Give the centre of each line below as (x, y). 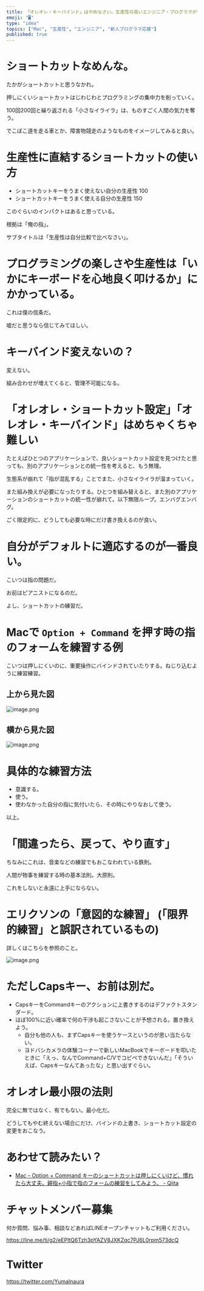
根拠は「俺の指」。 (29, 224)
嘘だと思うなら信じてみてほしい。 (49, 325)
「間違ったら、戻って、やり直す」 (91, 844)
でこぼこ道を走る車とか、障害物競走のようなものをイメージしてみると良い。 (102, 131)
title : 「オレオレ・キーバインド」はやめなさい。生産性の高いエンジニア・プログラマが (102, 12)
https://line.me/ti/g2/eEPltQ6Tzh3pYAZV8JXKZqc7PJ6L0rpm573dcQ (93, 1240)
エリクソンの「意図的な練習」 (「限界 (97, 915)
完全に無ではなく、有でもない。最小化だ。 (59, 1110)
